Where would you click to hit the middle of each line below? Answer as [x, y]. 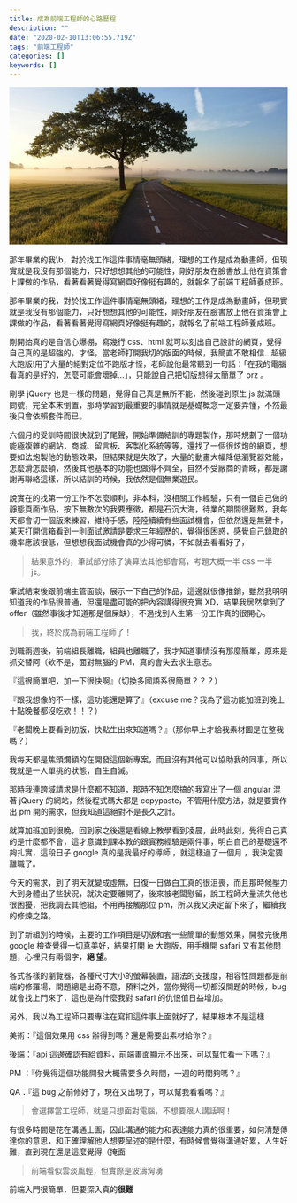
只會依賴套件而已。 [51, 416]
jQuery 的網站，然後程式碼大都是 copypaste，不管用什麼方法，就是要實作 [153, 800]
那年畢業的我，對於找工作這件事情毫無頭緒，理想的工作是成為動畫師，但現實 [148, 301]
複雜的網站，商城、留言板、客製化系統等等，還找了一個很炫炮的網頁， [152, 445]
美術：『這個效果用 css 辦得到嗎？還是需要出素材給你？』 [113, 1035]
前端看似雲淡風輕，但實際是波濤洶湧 [97, 1170]
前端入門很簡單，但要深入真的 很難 [71, 1189]
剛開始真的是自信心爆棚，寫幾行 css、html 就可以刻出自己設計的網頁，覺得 [146, 341]
